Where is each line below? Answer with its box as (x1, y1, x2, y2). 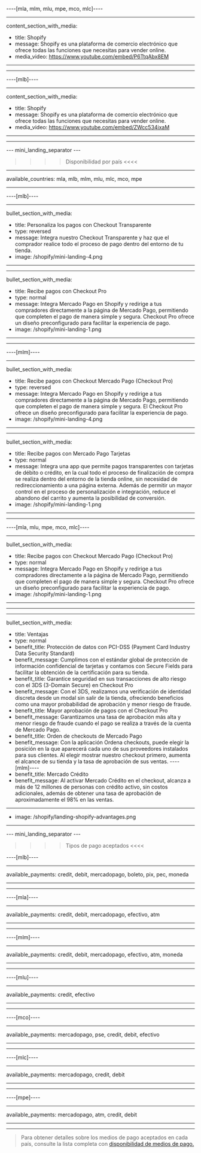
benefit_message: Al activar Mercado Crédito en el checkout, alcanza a (14, 777, 191, 784)
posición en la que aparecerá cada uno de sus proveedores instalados (14, 745, 188, 752)
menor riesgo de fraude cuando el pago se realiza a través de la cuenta (14, 720, 191, 727)
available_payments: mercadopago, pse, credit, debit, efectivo (6, 1031, 160, 1038)
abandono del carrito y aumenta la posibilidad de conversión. (14, 494, 166, 502)
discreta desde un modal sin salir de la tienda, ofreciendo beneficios (14, 694, 184, 701)
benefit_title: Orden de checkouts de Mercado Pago (14, 733, 142, 739)
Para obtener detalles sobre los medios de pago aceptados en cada (20, 1134, 188, 1141)
